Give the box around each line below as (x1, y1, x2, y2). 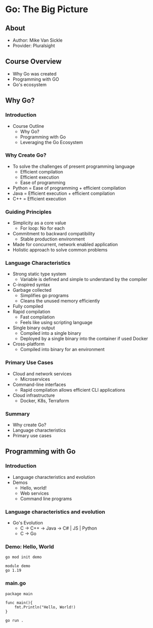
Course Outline (12, 123, 45, 129)
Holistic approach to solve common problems (12, 247, 108, 253)
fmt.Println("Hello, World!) (14, 605, 76, 610)
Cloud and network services (12, 370, 72, 376)
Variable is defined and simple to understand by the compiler (20, 276, 148, 283)
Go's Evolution (12, 519, 43, 526)
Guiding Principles (5, 208, 52, 215)
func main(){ (5, 600, 33, 605)
